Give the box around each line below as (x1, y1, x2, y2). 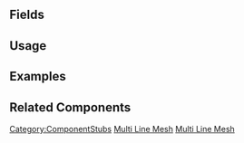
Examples (9, 69, 66, 84)
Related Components (9, 100, 132, 115)
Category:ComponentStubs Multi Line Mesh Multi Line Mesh (9, 123, 236, 134)
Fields (9, 7, 45, 23)
